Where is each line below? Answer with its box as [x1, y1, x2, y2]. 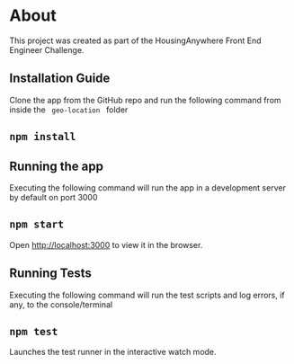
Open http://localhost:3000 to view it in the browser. [9, 239, 203, 250]
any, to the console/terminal [9, 298, 113, 310]
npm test [9, 324, 58, 338]
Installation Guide [9, 71, 111, 86]
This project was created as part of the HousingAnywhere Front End [9, 35, 262, 46]
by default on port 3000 [9, 191, 98, 202]
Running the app [9, 158, 103, 173]
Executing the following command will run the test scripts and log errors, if [9, 289, 285, 300]
